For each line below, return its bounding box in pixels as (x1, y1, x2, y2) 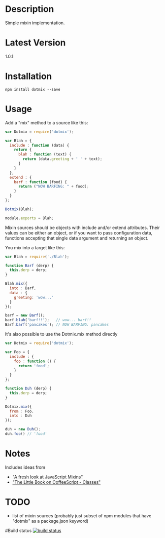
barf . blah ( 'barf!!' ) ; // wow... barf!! (5, 317, 92, 323)
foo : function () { (14, 359, 56, 364)
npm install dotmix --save (5, 87, 61, 92)
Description (5, 3, 54, 15)
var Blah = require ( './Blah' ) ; (5, 254, 69, 259)
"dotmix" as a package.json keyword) (12, 518, 89, 524)
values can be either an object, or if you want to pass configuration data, (5, 230, 153, 235)
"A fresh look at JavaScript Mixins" (12, 474, 83, 480)
